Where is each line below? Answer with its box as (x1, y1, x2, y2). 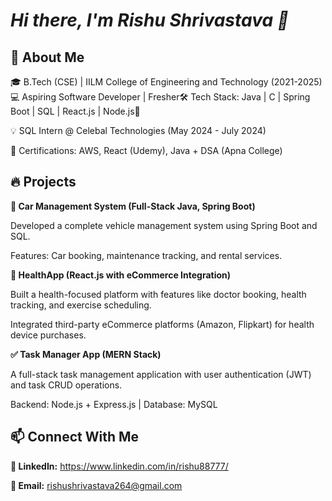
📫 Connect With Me (10, 429, 140, 446)
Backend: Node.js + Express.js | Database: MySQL (10, 398, 218, 410)
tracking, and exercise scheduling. (10, 299, 152, 311)
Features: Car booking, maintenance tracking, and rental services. (10, 249, 283, 261)
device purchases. (10, 329, 87, 341)
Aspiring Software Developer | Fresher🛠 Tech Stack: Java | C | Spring (21, 91, 311, 103)
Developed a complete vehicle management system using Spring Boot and (10, 219, 318, 231)
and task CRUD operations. (10, 379, 123, 391)
